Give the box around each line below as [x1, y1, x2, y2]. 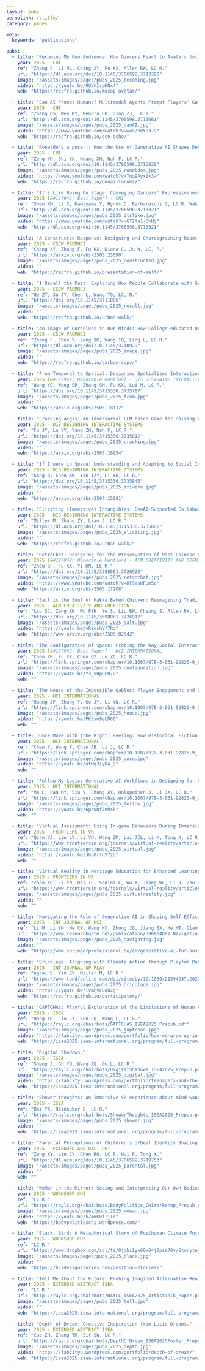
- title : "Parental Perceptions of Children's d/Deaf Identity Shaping [12, 1140, 198, 1146]
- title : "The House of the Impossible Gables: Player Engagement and [12, 687, 195, 693]
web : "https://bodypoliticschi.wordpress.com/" [17, 1219, 140, 1226]
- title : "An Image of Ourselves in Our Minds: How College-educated [12, 325, 192, 332]
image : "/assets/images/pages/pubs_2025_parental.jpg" [17, 1163, 160, 1169]
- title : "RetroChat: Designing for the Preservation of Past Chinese [12, 552, 195, 558]
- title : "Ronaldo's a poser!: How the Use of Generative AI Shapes [12, 145, 190, 151]
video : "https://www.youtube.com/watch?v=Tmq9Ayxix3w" [17, 173, 160, 179]
